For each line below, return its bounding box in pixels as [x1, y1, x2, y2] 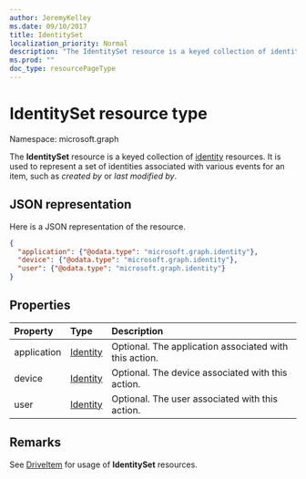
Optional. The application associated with [111, 340, 289, 352]
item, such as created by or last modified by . [9, 170, 178, 181]
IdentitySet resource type [9, 104, 208, 124]
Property [14, 324, 54, 337]
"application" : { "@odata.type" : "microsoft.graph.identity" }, [17, 247, 259, 256]
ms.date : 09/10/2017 [9, 22, 88, 31]
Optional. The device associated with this [111, 366, 288, 379]
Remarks [9, 434, 62, 451]
